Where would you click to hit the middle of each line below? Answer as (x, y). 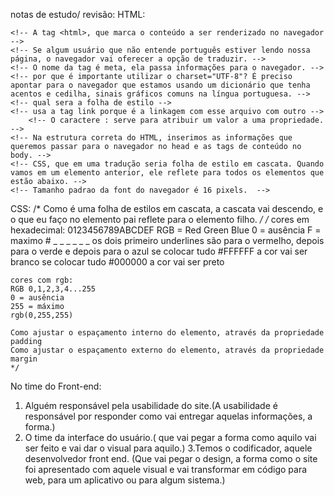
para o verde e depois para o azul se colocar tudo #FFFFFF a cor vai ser (159, 251)
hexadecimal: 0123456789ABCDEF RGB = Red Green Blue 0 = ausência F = (166, 230)
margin (24, 359)
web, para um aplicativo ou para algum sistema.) (125, 480)
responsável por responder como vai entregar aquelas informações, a (168, 416)
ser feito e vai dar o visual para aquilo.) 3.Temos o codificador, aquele (168, 448)
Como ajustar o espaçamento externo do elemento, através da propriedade (167, 350)
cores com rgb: (42, 280)
